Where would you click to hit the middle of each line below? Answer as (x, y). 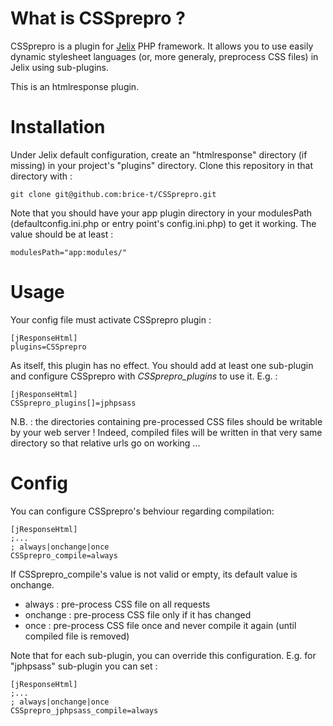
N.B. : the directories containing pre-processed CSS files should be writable (166, 421)
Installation (58, 127)
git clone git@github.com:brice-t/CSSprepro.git (113, 194)
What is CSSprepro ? (98, 18)
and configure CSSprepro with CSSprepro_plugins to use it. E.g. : (144, 376)
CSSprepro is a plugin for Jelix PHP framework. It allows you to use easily (162, 46)
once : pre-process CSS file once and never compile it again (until (160, 625)
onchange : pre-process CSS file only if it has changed (138, 614)
